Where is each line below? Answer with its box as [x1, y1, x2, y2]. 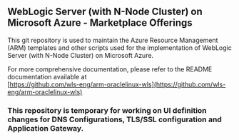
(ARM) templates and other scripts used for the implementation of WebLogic [7, 43, 232, 52]
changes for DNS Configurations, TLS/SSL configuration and [7, 114, 223, 124]
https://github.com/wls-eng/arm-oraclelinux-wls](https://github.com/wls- [9, 80, 226, 89]
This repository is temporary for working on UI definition [7, 105, 207, 115]
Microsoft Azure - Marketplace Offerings [7, 17, 193, 29]
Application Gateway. [7, 123, 84, 133]
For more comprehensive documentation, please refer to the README [7, 64, 213, 74]
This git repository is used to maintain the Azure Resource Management [7, 36, 218, 44]
